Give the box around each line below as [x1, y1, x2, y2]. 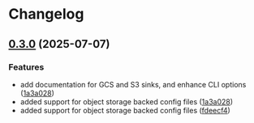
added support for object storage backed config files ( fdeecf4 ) [19, 105, 231, 115]
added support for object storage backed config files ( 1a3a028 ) [19, 96, 234, 106]
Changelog [8, 5, 84, 23]
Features [8, 61, 45, 73]
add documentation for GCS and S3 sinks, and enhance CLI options [19, 79, 247, 89]
